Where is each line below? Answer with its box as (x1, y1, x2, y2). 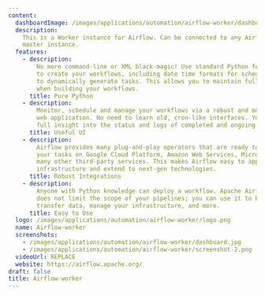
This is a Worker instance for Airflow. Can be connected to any (22, 33, 242, 42)
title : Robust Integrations (28, 172, 122, 181)
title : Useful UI (28, 128, 87, 136)
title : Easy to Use (28, 209, 93, 217)
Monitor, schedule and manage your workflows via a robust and (36, 107, 248, 115)
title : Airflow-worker (8, 275, 83, 283)
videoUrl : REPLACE (15, 253, 77, 260)
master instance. (22, 41, 80, 49)
